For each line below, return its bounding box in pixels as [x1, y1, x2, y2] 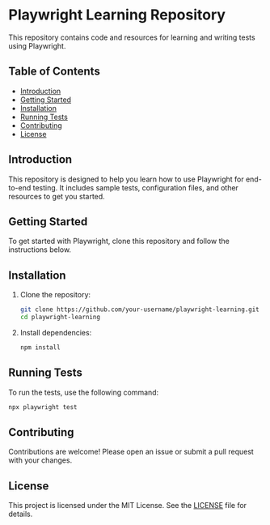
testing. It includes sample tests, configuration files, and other [32, 182, 238, 192]
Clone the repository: [19, 290, 91, 300]
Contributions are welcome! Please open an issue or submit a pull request [8, 447, 255, 457]
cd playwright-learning [19, 314, 101, 322]
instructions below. [8, 245, 71, 254]
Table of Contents [8, 65, 101, 79]
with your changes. [8, 455, 73, 465]
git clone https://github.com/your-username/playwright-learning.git [19, 305, 260, 314]
